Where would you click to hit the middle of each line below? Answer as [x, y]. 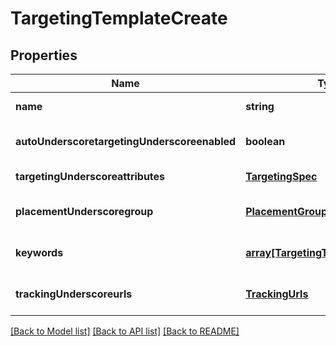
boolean [265, 141]
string [260, 106]
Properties [44, 55]
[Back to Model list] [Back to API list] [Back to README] [125, 331]
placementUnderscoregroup [84, 211]
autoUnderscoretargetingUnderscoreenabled [126, 141]
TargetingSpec [281, 176]
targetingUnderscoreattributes [90, 176]
